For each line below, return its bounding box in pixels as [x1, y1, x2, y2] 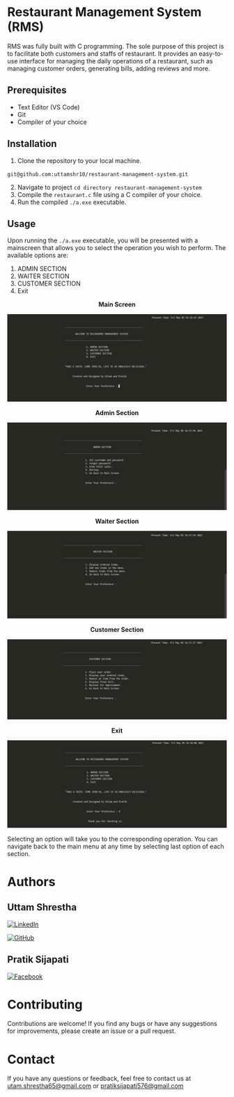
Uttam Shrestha [7, 901, 77, 913]
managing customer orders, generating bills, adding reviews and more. [7, 64, 210, 72]
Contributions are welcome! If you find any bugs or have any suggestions [7, 1020, 217, 1028]
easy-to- [198, 49, 224, 58]
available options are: [7, 251, 69, 260]
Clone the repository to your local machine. [17, 156, 141, 164]
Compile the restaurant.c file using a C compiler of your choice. [17, 190, 203, 199]
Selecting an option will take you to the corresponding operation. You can [7, 834, 218, 843]
